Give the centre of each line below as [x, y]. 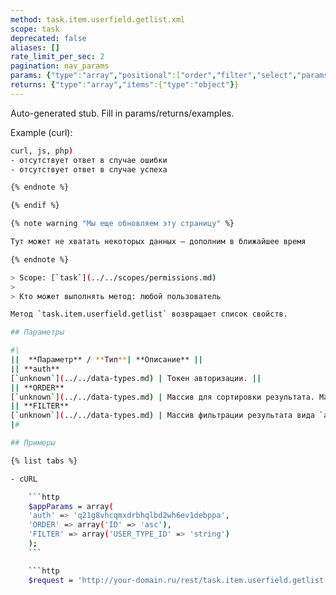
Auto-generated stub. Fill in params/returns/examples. [122, 113]
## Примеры [33, 443]
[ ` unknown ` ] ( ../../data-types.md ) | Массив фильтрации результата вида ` [167, 416]
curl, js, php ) [42, 151]
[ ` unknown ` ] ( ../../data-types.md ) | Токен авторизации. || [136, 378]
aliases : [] [35, 47]
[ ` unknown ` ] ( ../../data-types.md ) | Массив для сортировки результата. [162, 397]
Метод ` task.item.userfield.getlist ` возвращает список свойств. [149, 314]
